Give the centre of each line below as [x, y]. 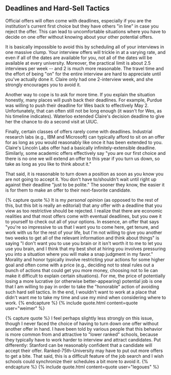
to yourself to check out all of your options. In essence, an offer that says [82, 222]
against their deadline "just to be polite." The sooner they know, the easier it [85, 184]
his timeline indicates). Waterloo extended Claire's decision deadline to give [85, 116]
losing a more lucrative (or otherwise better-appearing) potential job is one [84, 281]
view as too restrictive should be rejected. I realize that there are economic [84, 210]
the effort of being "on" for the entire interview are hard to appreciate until [83, 74]
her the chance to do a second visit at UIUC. [52, 121]
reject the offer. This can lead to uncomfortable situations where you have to [86, 31]
